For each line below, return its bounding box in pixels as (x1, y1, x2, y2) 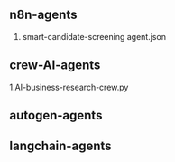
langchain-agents (9, 138, 112, 154)
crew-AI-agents (9, 58, 101, 73)
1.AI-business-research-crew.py (9, 81, 129, 92)
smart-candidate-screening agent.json (22, 31, 167, 42)
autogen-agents (9, 108, 103, 123)
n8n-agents (9, 7, 78, 23)
